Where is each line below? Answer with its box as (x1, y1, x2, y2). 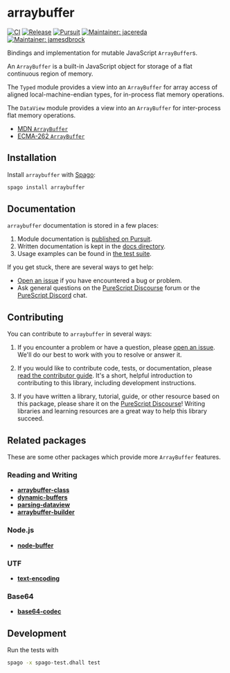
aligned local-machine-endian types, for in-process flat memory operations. (7, 90, 224, 99)
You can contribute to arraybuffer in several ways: (7, 330, 152, 338)
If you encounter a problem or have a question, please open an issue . (17, 343, 215, 352)
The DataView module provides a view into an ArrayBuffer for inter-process (7, 103, 221, 112)
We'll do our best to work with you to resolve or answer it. (17, 350, 182, 359)
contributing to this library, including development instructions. (17, 379, 197, 387)
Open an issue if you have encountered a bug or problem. (17, 276, 182, 285)
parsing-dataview (17, 501, 71, 509)
